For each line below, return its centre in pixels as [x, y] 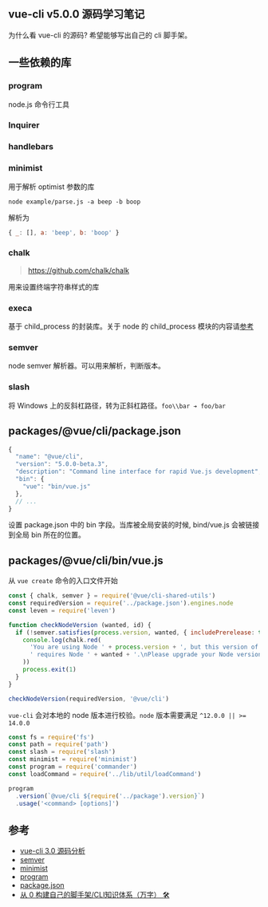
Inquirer [24, 125]
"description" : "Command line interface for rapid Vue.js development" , [139, 472]
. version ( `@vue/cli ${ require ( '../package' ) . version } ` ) [110, 796]
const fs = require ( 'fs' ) [51, 737]
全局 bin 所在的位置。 [50, 535]
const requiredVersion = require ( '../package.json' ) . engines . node [121, 603]
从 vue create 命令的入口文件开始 [63, 581]
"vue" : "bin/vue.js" [57, 486]
